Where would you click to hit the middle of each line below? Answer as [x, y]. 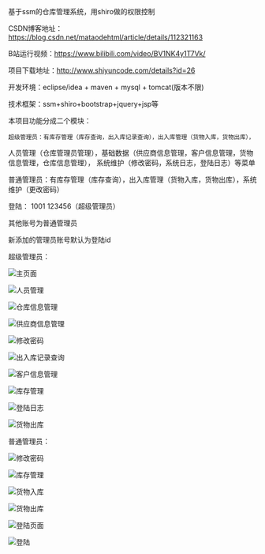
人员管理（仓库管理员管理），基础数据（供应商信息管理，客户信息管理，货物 [131, 153]
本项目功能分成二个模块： [50, 121]
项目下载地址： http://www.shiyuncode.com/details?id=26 [102, 70]
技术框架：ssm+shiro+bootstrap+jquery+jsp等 [84, 104]
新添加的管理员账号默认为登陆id [60, 240]
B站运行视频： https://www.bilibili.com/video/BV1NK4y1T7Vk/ [107, 53]
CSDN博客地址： [35, 28]
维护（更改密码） [36, 189]
